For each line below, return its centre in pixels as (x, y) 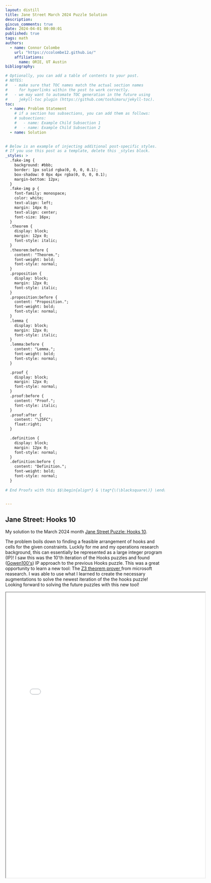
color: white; (29, 198)
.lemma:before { (27, 345)
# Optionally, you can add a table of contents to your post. (72, 76)
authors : (14, 43)
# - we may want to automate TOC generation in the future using (78, 94)
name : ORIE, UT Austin (43, 62)
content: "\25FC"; (34, 420)
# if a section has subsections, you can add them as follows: (82, 114)
